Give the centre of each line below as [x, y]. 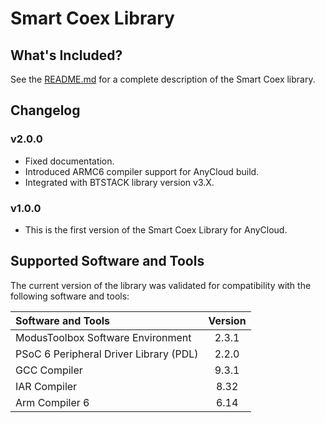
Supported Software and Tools [107, 261]
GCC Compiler [49, 370]
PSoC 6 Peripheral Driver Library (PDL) [107, 354]
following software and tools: [70, 296]
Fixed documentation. [69, 161]
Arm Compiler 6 [52, 402]
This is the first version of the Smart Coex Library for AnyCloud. [156, 229]
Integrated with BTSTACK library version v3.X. [119, 182]
